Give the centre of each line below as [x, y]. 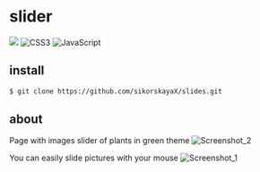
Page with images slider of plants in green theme [100, 141]
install [27, 70]
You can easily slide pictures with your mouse [94, 158]
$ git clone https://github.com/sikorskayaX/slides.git [116, 91]
